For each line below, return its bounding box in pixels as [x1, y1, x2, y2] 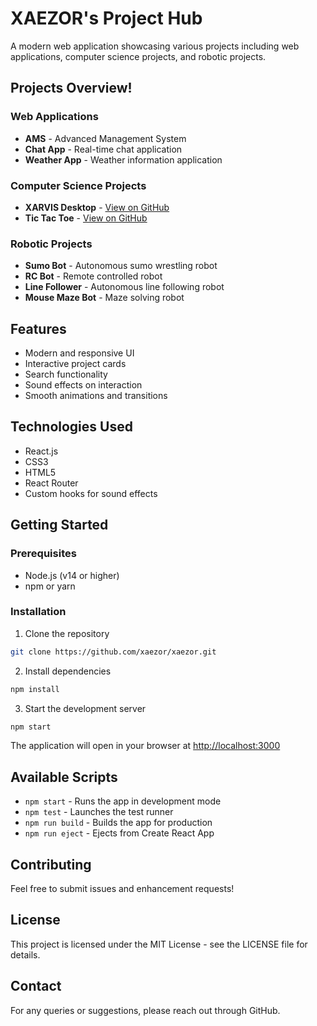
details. [10, 948, 41, 961]
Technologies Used [10, 418, 133, 436]
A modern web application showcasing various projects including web [10, 40, 300, 52]
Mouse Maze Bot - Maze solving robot [24, 292, 185, 304]
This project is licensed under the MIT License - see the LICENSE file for [10, 938, 308, 950]
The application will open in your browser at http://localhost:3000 [10, 740, 281, 752]
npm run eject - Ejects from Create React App [24, 827, 215, 839]
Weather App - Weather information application [24, 153, 223, 166]
